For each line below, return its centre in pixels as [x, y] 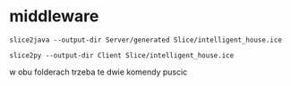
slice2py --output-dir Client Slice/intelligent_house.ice [122, 55]
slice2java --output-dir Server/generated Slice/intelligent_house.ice [145, 40]
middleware [54, 16]
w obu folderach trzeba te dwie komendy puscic [98, 72]
